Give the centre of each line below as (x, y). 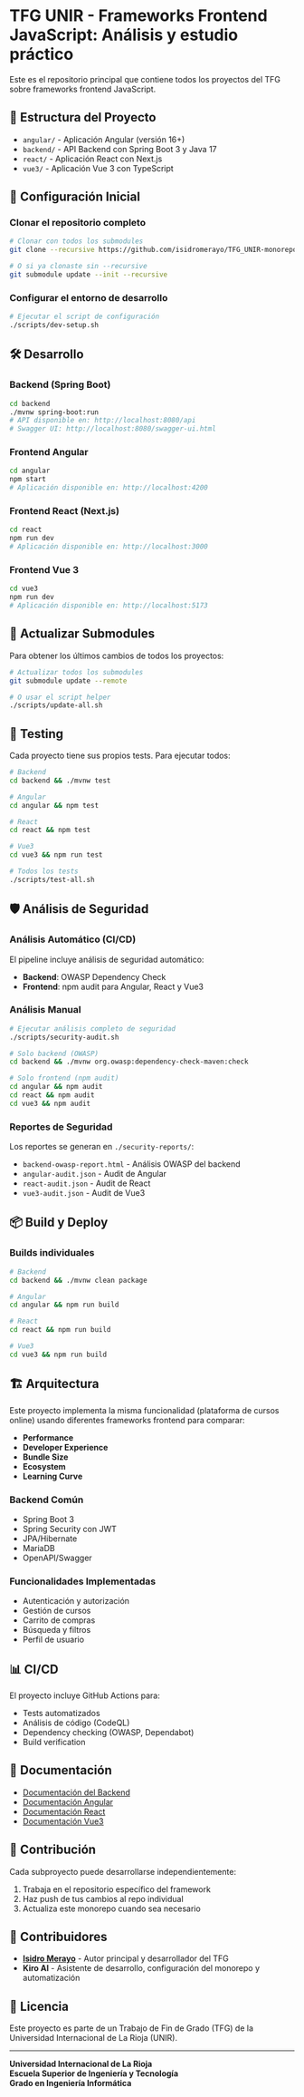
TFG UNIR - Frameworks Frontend (139, 16)
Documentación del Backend (76, 1792)
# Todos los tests (44, 871)
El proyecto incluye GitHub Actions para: (85, 1695)
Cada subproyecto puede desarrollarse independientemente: (123, 1871)
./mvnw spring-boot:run (54, 412)
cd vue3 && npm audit (50, 1103)
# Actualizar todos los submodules (76, 672)
